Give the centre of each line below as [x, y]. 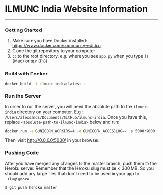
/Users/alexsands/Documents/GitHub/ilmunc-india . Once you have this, [76, 117]
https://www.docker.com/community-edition [56, 46]
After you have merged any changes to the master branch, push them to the [81, 163]
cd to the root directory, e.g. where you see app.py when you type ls [80, 56]
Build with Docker [26, 74]
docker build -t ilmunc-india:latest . [45, 84]
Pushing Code [22, 152]
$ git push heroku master [31, 187]
